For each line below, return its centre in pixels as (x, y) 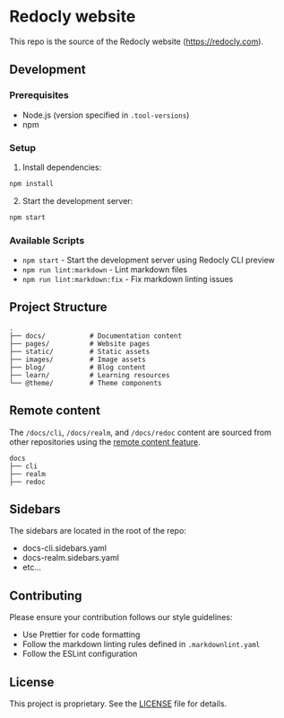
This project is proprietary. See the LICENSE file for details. (118, 704)
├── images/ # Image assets (77, 359)
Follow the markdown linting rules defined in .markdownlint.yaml (141, 644)
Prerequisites (39, 95)
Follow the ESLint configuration (80, 654)
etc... (32, 567)
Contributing (46, 595)
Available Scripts (47, 240)
